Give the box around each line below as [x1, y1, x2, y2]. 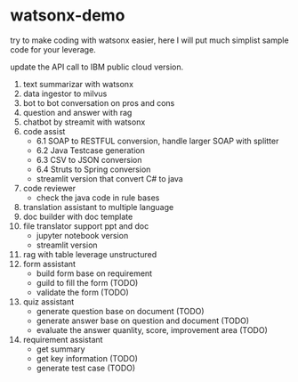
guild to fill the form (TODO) [36, 277, 139, 288]
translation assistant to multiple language [22, 201, 174, 212]
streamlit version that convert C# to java [36, 173, 183, 183]
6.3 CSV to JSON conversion [36, 154, 142, 165]
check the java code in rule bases [36, 192, 160, 203]
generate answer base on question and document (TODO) [36, 315, 250, 326]
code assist [22, 126, 66, 136]
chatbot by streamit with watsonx [22, 117, 146, 127]
